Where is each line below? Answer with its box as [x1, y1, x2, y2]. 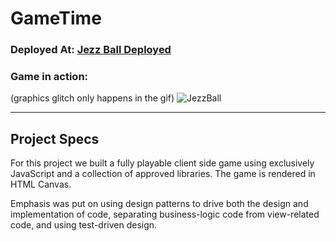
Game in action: [10, 70, 89, 84]
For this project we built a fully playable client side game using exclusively [10, 157, 315, 169]
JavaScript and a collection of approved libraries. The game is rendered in [10, 168, 316, 180]
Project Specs [10, 130, 100, 147]
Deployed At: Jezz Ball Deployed [10, 43, 172, 57]
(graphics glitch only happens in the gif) [10, 92, 175, 104]
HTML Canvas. [10, 178, 72, 191]
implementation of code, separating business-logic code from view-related [10, 208, 320, 221]
